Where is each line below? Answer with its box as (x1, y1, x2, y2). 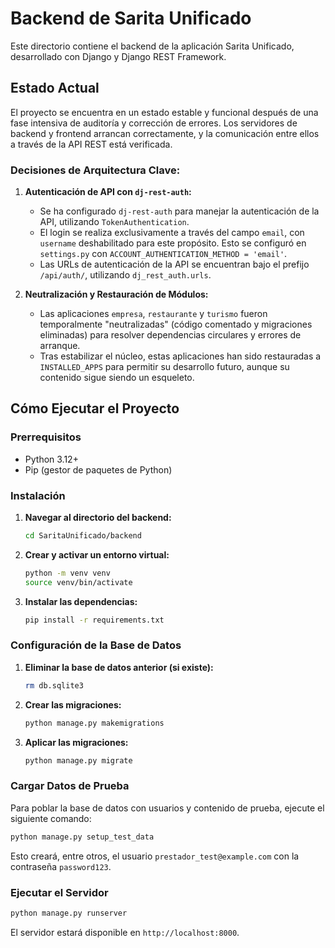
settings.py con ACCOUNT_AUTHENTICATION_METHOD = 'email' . (39, 248, 288, 260)
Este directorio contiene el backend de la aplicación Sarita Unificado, (10, 40, 295, 52)
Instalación (10, 488, 66, 502)
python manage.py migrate (24, 755, 133, 766)
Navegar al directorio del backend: (24, 512, 172, 524)
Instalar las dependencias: (24, 595, 138, 607)
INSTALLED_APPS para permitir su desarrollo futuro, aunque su (39, 361, 290, 373)
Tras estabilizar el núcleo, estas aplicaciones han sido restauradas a (39, 350, 322, 362)
